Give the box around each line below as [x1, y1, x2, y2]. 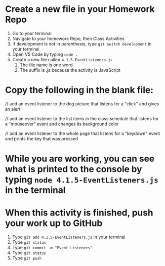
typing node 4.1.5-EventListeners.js [5, 174, 159, 185]
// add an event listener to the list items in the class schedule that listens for [5, 115, 159, 122]
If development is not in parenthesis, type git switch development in [12, 41, 152, 46]
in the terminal [5, 184, 66, 196]
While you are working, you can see [5, 153, 155, 164]
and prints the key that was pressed [5, 135, 78, 141]
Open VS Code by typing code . [12, 51, 78, 57]
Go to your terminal [12, 30, 52, 36]
